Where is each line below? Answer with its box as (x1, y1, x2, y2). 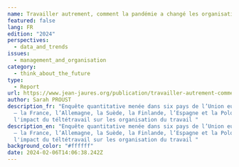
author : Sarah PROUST (7, 97, 72, 104)
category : (7, 63, 37, 70)
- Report (14, 83, 40, 90)
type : (7, 76, 23, 84)
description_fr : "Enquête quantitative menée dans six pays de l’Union (7, 103, 224, 110)
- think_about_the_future (14, 70, 91, 77)
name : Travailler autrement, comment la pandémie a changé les (7, 10, 199, 18)
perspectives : (7, 37, 50, 44)
